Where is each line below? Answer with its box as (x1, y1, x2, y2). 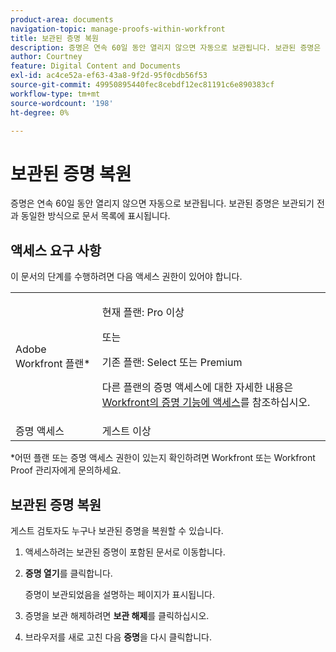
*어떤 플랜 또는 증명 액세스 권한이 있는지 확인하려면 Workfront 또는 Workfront (10, 452, 316, 464)
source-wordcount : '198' (10, 98, 114, 108)
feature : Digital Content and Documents (10, 61, 182, 71)
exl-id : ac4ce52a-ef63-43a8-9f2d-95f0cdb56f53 (10, 71, 208, 81)
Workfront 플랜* (15, 357, 91, 371)
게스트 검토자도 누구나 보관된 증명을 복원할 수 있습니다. (10, 524, 224, 536)
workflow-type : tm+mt (10, 89, 101, 99)
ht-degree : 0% (10, 107, 70, 118)
